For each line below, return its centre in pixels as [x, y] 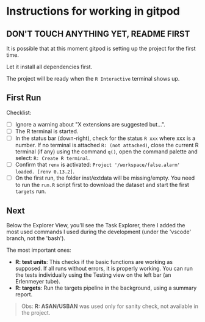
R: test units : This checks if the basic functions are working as [94, 262]
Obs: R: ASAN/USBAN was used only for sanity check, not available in [110, 306]
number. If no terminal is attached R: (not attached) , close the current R [107, 145]
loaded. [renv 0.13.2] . [45, 172]
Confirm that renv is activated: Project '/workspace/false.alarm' [98, 164]
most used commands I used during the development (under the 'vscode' [99, 232]
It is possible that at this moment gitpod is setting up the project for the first [101, 48]
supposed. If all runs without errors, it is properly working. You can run [104, 268]
